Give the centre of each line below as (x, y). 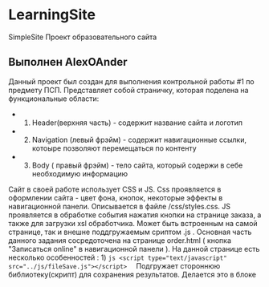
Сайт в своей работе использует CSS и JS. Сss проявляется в (115, 189)
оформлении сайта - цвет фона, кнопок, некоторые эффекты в (116, 197)
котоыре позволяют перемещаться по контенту (114, 148)
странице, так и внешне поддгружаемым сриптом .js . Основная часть (130, 232)
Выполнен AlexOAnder (68, 62)
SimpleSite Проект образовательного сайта (83, 37)
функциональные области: (54, 99)
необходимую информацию (80, 173)
